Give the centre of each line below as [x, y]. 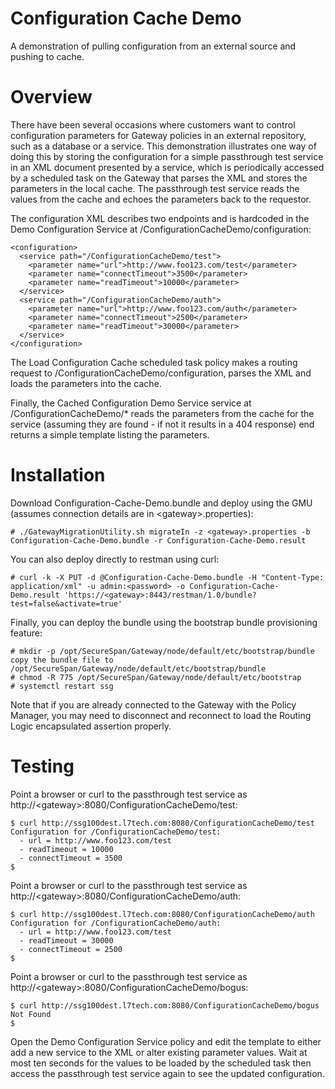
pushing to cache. [47, 56]
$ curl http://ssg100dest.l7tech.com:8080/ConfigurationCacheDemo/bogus [165, 1005]
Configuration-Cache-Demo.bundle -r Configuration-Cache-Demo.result [158, 540]
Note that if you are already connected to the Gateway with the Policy [153, 704]
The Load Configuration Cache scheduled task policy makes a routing [154, 362]
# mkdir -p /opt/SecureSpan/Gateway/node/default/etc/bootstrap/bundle [162, 651]
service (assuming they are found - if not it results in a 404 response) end [162, 424]
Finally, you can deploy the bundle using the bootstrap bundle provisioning [164, 622]
